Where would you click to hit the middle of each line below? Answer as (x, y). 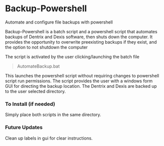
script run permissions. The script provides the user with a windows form (79, 81)
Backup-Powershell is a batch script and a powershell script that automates (81, 31)
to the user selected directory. (35, 91)
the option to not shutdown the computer (47, 47)
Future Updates (24, 127)
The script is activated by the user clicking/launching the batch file (72, 56)
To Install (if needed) (30, 104)
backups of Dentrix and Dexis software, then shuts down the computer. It (79, 37)
